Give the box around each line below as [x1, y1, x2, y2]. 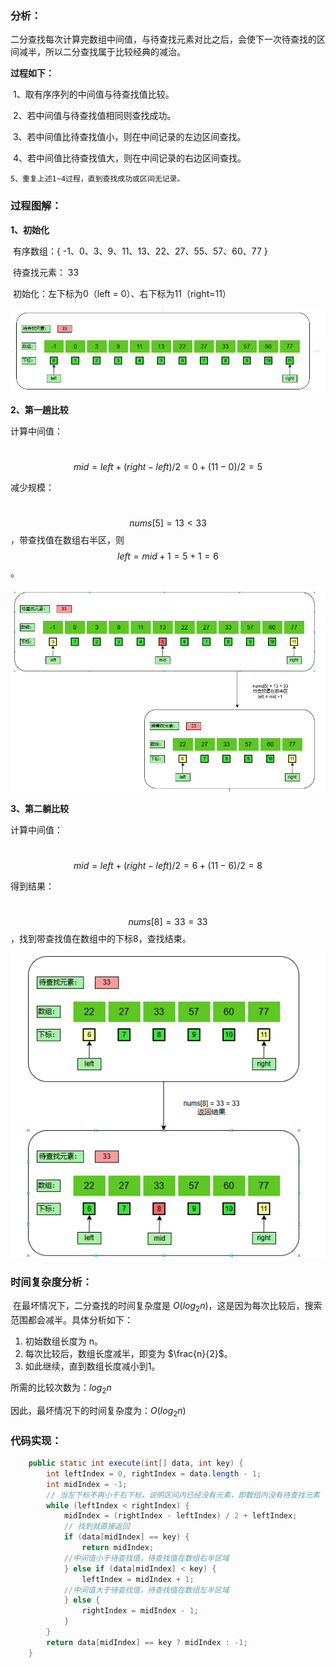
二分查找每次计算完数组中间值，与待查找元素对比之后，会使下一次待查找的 [10, 33, 317, 46]
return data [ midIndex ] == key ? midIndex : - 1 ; [46, 1637, 248, 1647]
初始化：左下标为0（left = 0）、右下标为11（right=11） [12, 287, 232, 299]
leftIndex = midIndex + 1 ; [81, 1574, 195, 1584]
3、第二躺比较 [10, 802, 70, 814]
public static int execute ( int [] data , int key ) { [28, 1458, 244, 1469]
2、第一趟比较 [10, 404, 69, 416]
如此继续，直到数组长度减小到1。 [24, 1360, 161, 1372]
